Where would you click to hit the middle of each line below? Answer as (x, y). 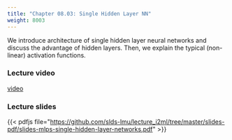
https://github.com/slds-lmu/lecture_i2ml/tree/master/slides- (137, 122)
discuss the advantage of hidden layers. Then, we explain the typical (106, 48)
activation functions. (56, 55)
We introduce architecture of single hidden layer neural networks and (107, 40)
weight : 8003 (26, 20)
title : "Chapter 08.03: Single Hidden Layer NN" (79, 14)
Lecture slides (32, 106)
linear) (16, 55)
